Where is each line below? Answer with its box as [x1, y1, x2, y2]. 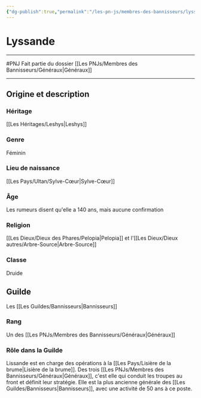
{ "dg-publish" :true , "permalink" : [6, 8, 90, 15]
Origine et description [6, 89, 90, 99]
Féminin [6, 149, 26, 156]
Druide [6, 270, 23, 277]
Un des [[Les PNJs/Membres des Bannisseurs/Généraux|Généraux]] [6, 331, 175, 338]
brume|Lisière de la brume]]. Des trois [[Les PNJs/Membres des [6, 366, 165, 373]
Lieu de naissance [6, 164, 60, 172]
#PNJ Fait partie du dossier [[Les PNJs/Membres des [6, 60, 138, 67]
